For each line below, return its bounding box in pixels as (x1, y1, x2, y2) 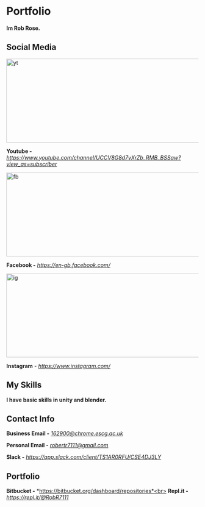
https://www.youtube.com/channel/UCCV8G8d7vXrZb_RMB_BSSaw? (6, 154, 181, 161)
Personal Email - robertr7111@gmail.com (6, 442, 109, 449)
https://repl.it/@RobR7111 (6, 494, 69, 501)
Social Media (6, 42, 57, 52)
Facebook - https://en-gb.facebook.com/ (6, 261, 111, 269)
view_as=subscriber (6, 160, 57, 168)
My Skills (6, 380, 42, 391)
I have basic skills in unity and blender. (6, 396, 107, 403)
